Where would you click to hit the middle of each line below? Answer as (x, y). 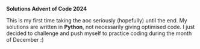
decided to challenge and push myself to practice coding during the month (99, 33)
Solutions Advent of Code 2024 (47, 9)
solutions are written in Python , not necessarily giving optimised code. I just (101, 27)
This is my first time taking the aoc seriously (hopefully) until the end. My (97, 20)
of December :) (25, 40)
